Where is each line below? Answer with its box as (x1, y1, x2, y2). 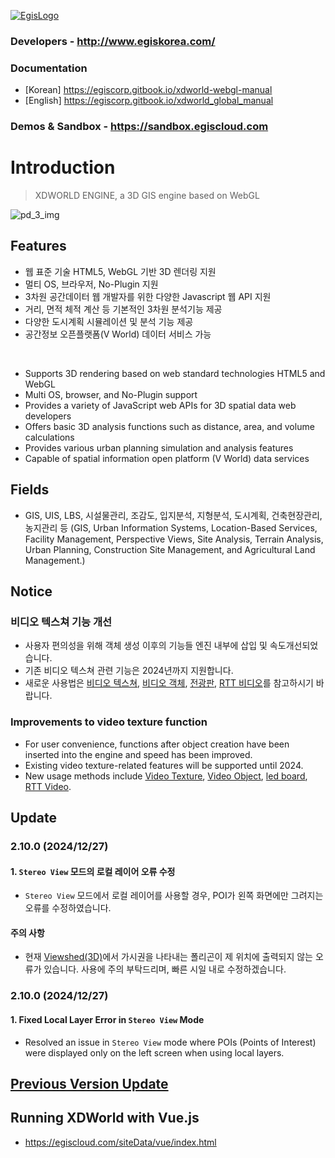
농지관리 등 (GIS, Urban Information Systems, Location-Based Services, (24, 521, 318, 534)
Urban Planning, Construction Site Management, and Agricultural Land (24, 543, 316, 555)
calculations (24, 431, 75, 443)
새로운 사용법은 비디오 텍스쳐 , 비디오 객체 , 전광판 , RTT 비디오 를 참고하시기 (24, 677, 314, 689)
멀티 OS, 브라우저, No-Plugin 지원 (24, 278, 159, 290)
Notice (10, 583, 53, 600)
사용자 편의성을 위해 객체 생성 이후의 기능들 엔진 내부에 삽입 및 (24, 640, 268, 652)
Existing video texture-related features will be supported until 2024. (24, 759, 304, 771)
